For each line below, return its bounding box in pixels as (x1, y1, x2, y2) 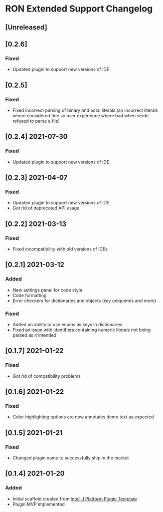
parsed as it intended (12, 332, 57, 338)
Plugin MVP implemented (12, 501, 65, 507)
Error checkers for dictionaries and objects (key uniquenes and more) (12, 298, 156, 304)
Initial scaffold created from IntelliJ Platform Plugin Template (12, 495, 137, 501)
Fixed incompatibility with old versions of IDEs (12, 246, 108, 252)
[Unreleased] (5, 23, 48, 32)
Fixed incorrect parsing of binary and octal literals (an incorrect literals (12, 107, 158, 113)
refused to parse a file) (12, 118, 60, 124)
